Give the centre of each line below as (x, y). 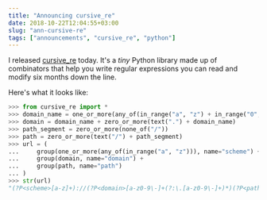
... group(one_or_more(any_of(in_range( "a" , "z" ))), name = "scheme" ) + (135, 152)
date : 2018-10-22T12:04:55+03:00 (64, 23)
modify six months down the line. (62, 77)
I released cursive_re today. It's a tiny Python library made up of (113, 60)
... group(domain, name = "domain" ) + (76, 159)
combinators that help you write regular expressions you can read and (123, 69)
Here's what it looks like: (48, 93)
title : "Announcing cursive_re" (62, 15)
